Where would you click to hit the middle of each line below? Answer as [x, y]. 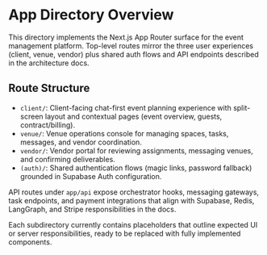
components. [30, 242]
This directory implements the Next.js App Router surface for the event [126, 37]
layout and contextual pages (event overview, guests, [133, 116]
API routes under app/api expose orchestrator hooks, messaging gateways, [134, 192]
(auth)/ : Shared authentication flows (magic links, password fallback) [136, 168]
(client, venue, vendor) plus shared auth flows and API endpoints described [134, 54]
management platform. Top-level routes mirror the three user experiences [131, 45]
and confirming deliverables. [67, 159]
